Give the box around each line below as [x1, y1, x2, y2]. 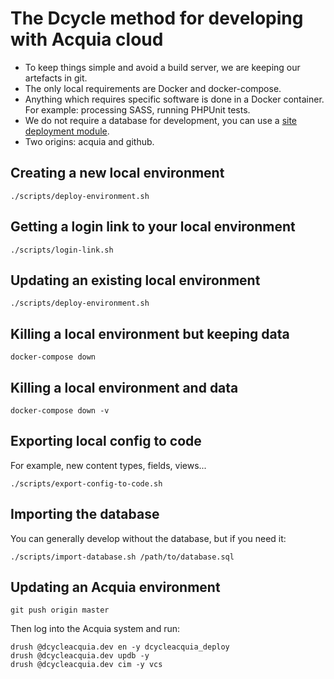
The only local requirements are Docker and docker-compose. [24, 82, 282, 94]
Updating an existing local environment [10, 272, 261, 289]
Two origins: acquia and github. [24, 135, 155, 147]
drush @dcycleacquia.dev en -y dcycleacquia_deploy [10, 642, 230, 652]
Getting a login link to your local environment [10, 218, 296, 236]
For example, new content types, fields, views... [10, 459, 207, 471]
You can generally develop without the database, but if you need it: [10, 532, 287, 544]
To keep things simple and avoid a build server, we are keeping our [24, 61, 301, 73]
